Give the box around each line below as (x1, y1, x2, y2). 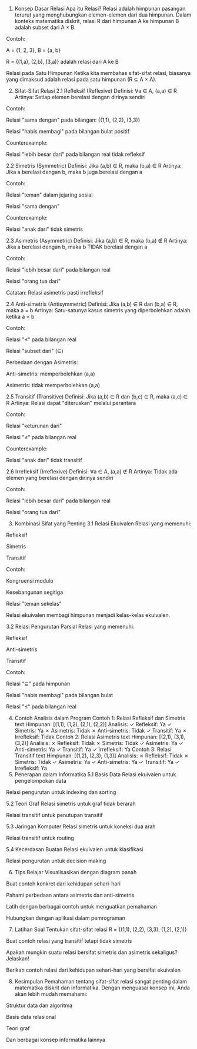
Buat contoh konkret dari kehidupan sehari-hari (6, 880, 121, 887)
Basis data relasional (6, 1014, 56, 1020)
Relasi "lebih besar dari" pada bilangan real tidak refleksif (6, 151, 145, 158)
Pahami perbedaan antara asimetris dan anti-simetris (6, 891, 135, 898)
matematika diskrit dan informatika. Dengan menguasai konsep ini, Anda (14, 984, 190, 991)
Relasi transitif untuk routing (6, 835, 75, 841)
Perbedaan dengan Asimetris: (6, 359, 78, 365)
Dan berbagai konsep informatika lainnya (6, 1036, 106, 1043)
